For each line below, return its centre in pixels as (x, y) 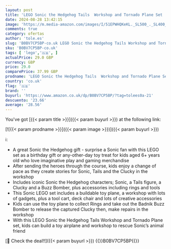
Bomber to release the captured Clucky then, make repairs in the (80, 209)
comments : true (21, 29)
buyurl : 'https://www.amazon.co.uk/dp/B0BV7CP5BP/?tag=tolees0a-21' (79, 95)
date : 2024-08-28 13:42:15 (34, 19)
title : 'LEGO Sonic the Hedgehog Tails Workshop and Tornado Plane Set (84, 15)
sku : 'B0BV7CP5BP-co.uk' (32, 48)
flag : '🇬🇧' (18, 86)
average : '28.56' (24, 105)
